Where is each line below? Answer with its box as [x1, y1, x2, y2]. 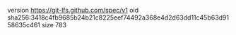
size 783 [41, 21, 67, 29]
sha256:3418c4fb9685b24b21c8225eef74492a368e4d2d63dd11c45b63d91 [7, 13, 230, 22]
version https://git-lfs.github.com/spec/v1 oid [7, 6, 139, 14]
